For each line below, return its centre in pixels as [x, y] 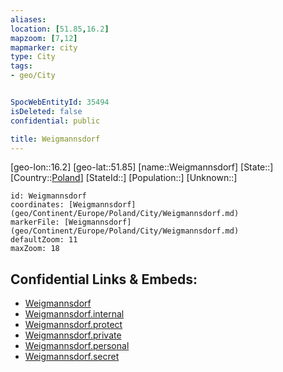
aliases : [28, 19]
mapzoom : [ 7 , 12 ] [44, 38]
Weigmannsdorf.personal [77, 346]
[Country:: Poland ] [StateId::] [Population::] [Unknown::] [124, 178]
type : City [33, 57]
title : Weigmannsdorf [55, 139]
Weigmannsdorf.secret [72, 357]
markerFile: [35, 222]
